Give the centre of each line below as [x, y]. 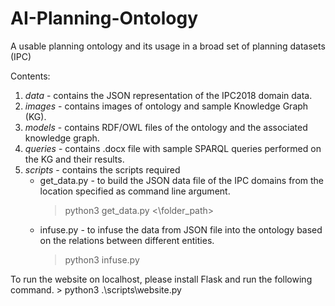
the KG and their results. [74, 159]
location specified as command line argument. [135, 191]
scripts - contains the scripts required [102, 169]
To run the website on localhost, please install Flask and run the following [161, 279]
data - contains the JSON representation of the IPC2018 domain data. [168, 95]
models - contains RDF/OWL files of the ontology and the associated [166, 127]
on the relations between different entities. [127, 240]
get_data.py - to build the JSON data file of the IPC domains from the [182, 180]
